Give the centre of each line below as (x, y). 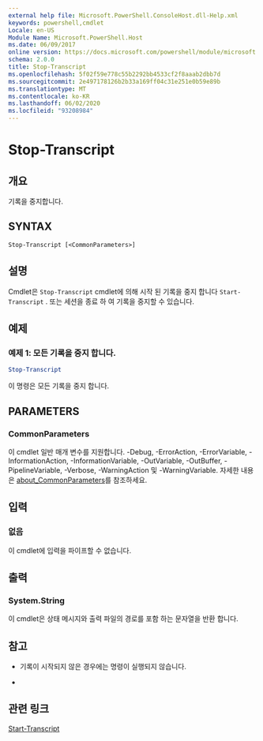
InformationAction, (38, 460)
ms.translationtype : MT (47, 89)
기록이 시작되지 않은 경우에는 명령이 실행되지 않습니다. (103, 667)
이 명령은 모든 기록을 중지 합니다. (59, 386)
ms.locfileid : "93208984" (51, 111)
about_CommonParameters (60, 480)
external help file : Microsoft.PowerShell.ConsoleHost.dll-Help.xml (123, 15)
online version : (35, 52)
